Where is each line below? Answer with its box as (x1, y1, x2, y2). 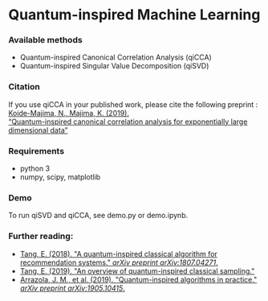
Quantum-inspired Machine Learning (8, 6, 261, 24)
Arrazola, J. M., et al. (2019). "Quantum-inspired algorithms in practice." (19, 274, 258, 284)
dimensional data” (8, 125, 68, 134)
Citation (8, 81, 40, 93)
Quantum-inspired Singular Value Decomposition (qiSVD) (19, 61, 209, 71)
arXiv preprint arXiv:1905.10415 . (19, 283, 126, 293)
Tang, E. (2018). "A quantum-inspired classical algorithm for (19, 249, 218, 258)
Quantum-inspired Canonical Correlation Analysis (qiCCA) (19, 52, 213, 62)
